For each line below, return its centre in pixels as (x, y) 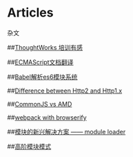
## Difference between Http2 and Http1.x (65, 91)
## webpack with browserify (47, 117)
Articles (30, 13)
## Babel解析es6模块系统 (42, 77)
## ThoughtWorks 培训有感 (45, 47)
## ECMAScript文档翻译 (40, 62)
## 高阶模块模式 (29, 146)
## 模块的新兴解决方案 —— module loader (66, 131)
